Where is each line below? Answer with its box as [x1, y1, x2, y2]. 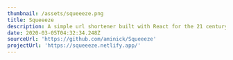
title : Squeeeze [7, 17, 54, 23]
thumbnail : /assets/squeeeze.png [7, 10, 104, 17]
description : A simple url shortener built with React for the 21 [7, 23, 203, 30]
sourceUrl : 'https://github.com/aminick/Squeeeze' [7, 36, 157, 43]
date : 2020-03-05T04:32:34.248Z [7, 29, 101, 37]
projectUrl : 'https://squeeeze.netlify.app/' [7, 42, 141, 49]
